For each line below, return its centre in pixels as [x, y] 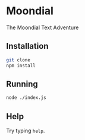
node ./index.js [26, 98]
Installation [27, 46]
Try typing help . [26, 130]
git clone [18, 60]
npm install [21, 66]
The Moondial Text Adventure [42, 27]
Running [22, 84]
